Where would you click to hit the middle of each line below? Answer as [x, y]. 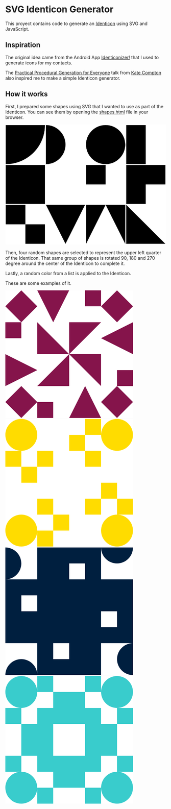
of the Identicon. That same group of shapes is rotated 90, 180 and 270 [80, 258]
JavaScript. [17, 29]
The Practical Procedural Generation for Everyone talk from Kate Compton [83, 72]
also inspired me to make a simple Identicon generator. [63, 78]
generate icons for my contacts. [39, 63]
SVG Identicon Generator [59, 9]
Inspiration [23, 45]
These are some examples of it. [38, 283]
